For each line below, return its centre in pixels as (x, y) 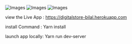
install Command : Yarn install (36, 27)
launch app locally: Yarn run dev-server (46, 36)
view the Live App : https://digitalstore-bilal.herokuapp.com (66, 17)
